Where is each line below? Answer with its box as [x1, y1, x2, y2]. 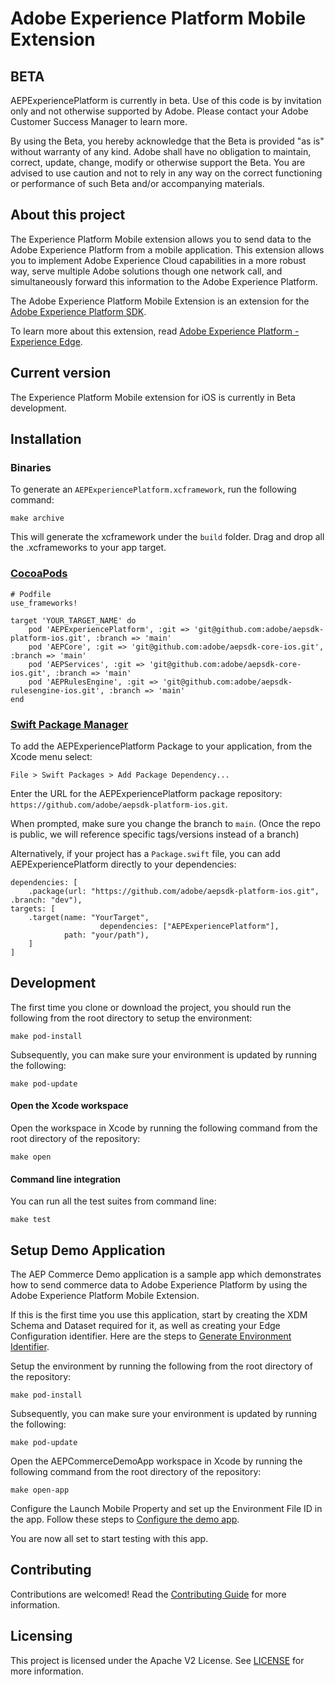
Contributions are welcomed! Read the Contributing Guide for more [10, 1588, 287, 1600]
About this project [10, 207, 126, 224]
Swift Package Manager [10, 717, 129, 731]
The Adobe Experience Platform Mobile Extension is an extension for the [10, 295, 310, 307]
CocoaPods [10, 567, 68, 581]
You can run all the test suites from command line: [10, 1195, 217, 1207]
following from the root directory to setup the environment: [10, 1012, 253, 1024]
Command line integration [10, 1173, 121, 1185]
